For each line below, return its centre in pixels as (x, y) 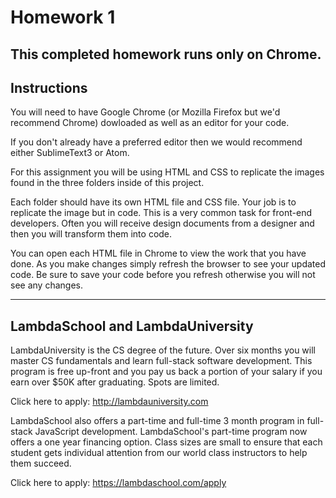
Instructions (49, 87)
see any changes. (46, 285)
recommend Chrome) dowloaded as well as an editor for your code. (150, 123)
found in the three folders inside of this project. (107, 183)
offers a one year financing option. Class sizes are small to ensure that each (166, 442)
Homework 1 (63, 17)
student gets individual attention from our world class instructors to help (159, 453)
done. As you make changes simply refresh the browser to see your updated (168, 264)
